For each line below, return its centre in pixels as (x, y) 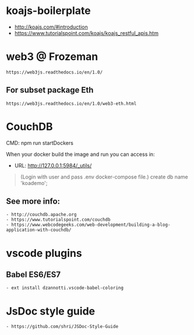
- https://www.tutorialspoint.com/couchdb (58, 220)
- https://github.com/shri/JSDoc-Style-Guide (62, 327)
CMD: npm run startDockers (40, 143)
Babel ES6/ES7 (33, 275)
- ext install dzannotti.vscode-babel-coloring (65, 288)
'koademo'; (34, 183)
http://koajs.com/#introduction (51, 27)
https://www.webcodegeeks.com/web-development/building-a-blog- (91, 225)
